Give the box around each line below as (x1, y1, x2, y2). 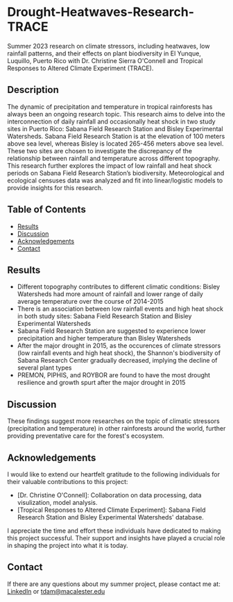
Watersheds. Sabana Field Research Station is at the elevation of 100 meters (7, 132, 225, 140)
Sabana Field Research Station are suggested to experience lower (17, 327, 206, 335)
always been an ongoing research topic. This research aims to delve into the (7, 110, 225, 118)
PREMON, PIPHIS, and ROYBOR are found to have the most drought (17, 371, 210, 379)
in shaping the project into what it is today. (7, 542, 128, 549)
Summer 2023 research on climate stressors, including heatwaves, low (7, 42, 210, 50)
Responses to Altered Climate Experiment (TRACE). (7, 64, 154, 72)
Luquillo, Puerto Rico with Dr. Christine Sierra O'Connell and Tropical (7, 56, 203, 64)
